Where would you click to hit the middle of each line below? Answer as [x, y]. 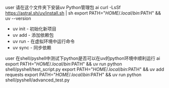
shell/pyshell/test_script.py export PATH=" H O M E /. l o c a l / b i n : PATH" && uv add [85, 69]
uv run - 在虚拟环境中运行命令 [44, 41]
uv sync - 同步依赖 [32, 48]
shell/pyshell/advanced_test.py [37, 80]
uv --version [18, 18]
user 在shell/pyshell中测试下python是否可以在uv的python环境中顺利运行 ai [83, 58]
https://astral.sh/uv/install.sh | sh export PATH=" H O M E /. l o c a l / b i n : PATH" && [83, 13]
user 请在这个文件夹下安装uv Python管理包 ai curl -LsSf [63, 7]
